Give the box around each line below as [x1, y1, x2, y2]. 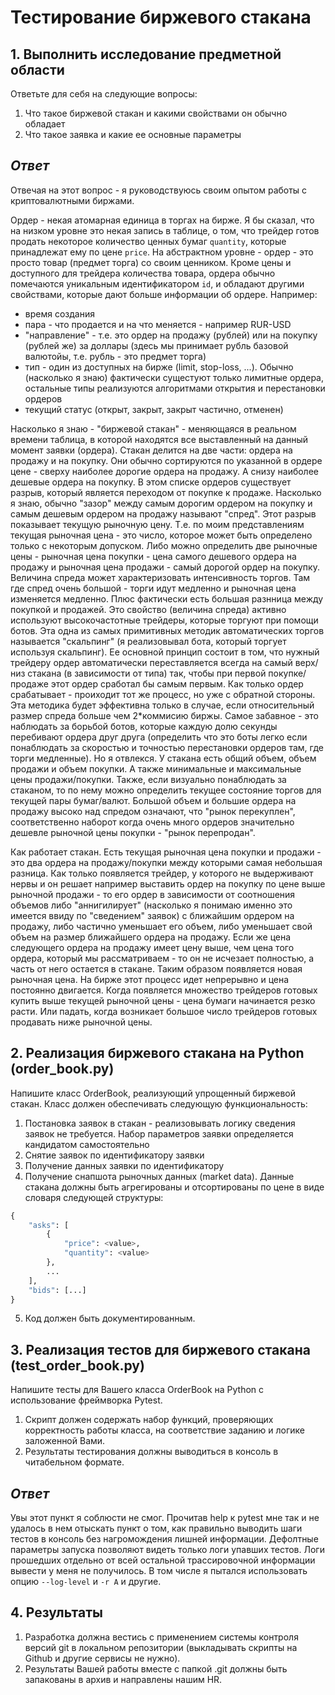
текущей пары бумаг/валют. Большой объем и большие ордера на [10, 794, 297, 806]
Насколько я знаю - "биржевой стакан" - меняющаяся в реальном [10, 422, 297, 435]
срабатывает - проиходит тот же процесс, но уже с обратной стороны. [10, 688, 316, 700]
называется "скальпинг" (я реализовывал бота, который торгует [10, 635, 287, 647]
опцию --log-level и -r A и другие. [10, 1576, 162, 1587]
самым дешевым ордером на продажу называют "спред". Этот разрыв [10, 507, 317, 520]
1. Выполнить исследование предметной [10, 46, 282, 63]
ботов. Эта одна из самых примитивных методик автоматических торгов [10, 624, 325, 636]
